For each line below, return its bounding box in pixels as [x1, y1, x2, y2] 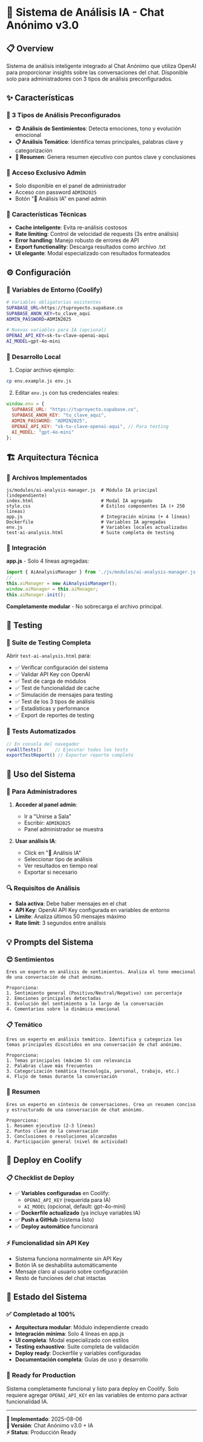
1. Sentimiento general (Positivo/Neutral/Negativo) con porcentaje [6, 990, 182, 996]
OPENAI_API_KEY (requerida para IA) [24, 1196, 111, 1204]
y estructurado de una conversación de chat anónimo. [6, 1107, 145, 1113]
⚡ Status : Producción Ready [6, 1428, 77, 1436]
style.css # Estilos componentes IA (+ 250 [6, 503, 185, 509]
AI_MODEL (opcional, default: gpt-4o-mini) [24, 1203, 126, 1210]
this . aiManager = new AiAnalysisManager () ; [6, 580, 118, 587]
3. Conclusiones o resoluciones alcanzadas [6, 1133, 118, 1139]
